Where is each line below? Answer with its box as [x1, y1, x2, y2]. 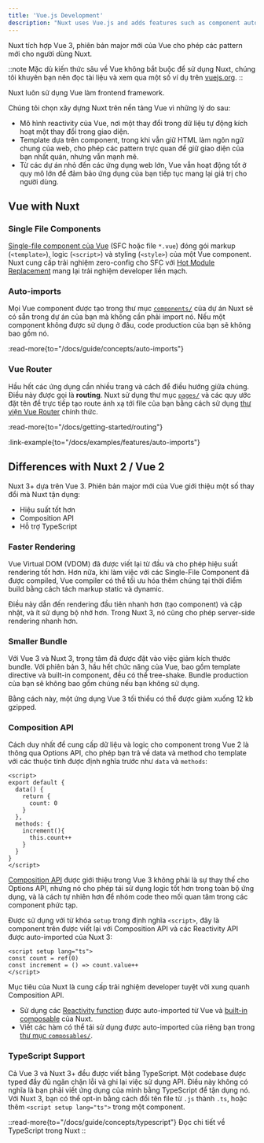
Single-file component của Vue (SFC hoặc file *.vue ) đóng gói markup [8, 241, 236, 250]
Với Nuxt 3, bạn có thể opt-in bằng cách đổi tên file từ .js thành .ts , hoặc [8, 1093, 247, 1103]
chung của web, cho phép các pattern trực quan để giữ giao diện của [19, 143, 244, 153]
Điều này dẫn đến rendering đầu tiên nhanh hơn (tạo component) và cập [8, 599, 242, 609]
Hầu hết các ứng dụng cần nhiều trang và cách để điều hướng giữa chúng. [8, 381, 250, 391]
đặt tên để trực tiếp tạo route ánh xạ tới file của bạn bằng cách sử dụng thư [8, 399, 251, 408]
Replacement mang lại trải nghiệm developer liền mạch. [8, 266, 189, 276]
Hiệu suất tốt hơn [19, 505, 76, 514]
